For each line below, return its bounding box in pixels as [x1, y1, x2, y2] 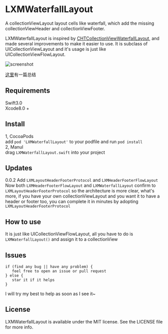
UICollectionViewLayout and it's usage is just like [5, 46, 106, 52]
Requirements [5, 87, 50, 95]
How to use [5, 218, 41, 226]
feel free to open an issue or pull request [12, 269, 107, 274]
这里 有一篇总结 [5, 72, 36, 78]
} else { [5, 273, 24, 278]
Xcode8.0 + [5, 105, 30, 111]
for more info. [5, 324, 34, 330]
